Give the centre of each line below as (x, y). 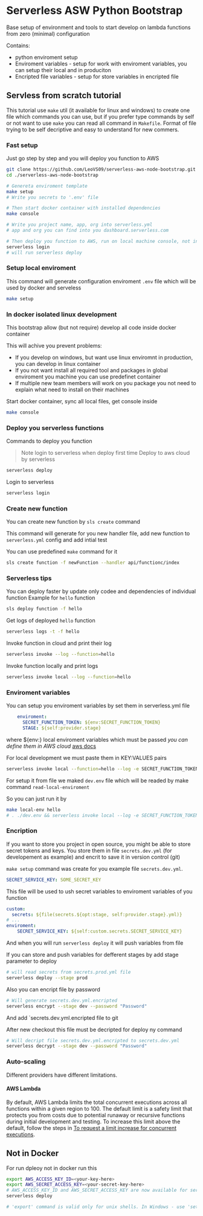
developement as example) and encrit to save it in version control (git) (93, 857)
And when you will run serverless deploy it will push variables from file (95, 943)
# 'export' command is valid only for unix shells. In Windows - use (96, 1207)
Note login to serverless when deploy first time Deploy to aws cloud (105, 453)
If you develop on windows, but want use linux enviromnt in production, (104, 357)
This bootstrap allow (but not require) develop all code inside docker (91, 328)
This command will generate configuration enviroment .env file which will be (101, 281)
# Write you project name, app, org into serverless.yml (79, 225)
